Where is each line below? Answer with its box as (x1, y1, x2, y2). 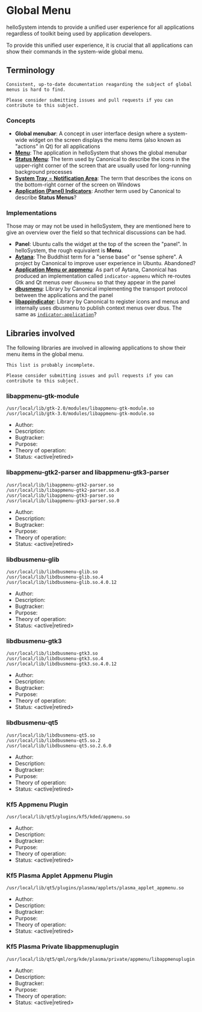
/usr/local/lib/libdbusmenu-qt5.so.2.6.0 (6, 743, 112, 749)
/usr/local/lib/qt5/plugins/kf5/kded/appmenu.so (6, 814, 130, 820)
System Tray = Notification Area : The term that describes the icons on (14, 175, 192, 182)
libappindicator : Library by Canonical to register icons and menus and (14, 298, 190, 305)
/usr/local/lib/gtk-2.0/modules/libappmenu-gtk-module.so (6, 405, 155, 412)
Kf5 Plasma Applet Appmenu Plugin (6, 871, 113, 880)
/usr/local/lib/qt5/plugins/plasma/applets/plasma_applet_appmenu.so (6, 885, 185, 891)
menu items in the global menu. (6, 351, 84, 358)
